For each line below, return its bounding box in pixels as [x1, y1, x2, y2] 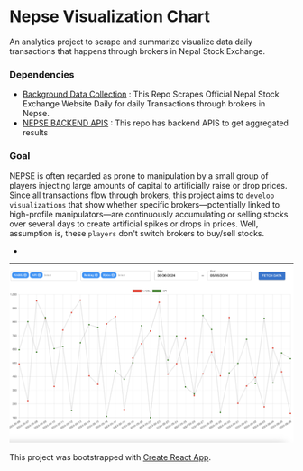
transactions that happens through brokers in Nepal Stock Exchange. [9, 45, 266, 56]
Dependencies [9, 68, 75, 80]
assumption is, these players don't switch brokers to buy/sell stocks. [9, 227, 264, 238]
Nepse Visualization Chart [9, 6, 210, 27]
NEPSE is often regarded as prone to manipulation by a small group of [9, 170, 269, 181]
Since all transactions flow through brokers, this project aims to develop [9, 189, 275, 200]
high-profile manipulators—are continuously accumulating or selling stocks [9, 208, 289, 219]
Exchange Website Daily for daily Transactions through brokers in [22, 98, 266, 109]
